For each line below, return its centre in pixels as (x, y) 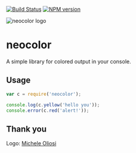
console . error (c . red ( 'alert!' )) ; (48, 111)
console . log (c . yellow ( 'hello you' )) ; (53, 105)
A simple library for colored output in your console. (69, 61)
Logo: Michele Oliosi (31, 143)
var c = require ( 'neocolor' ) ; (44, 94)
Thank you (26, 129)
